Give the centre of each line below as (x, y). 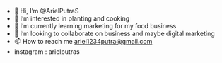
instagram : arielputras (47, 52)
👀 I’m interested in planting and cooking (72, 18)
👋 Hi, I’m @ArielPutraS (46, 11)
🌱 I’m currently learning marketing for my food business (95, 26)
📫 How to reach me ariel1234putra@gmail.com (83, 41)
